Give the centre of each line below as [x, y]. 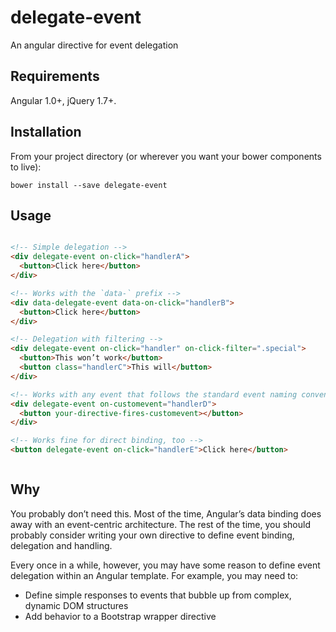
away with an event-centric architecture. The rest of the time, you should [160, 524]
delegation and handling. [61, 545]
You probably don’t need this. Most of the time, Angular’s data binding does [166, 513]
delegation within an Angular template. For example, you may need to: [154, 575]
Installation [46, 132]
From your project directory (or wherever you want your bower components [166, 156]
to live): [26, 167]
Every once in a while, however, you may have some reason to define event [165, 565]
